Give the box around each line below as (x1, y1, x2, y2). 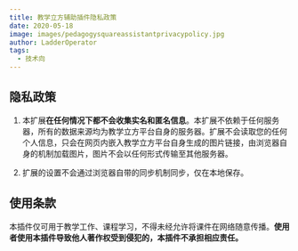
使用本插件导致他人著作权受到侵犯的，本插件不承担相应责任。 (16, 232, 243, 243)
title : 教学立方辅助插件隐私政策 (9, 12, 117, 22)
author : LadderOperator (9, 37, 98, 47)
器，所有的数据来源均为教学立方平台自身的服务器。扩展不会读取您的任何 (21, 125, 287, 136)
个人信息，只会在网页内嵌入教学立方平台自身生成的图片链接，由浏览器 (21, 137, 280, 148)
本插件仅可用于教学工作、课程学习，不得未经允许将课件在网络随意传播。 (9, 221, 274, 231)
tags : (9, 46, 29, 55)
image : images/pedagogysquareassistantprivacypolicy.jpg (9, 29, 225, 38)
